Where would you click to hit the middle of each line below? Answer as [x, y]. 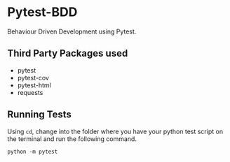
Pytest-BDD [42, 12]
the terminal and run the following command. [72, 139]
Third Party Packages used [68, 53]
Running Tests [39, 115]
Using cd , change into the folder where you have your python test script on [115, 131]
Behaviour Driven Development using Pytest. [72, 31]
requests [30, 92]
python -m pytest [33, 152]
